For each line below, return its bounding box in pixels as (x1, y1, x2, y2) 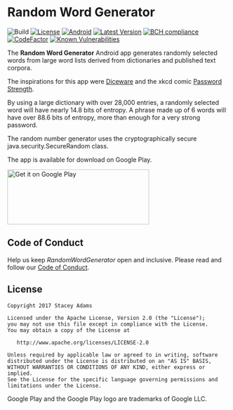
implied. (7, 370, 33, 377)
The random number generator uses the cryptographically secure (7, 134, 197, 143)
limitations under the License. (7, 382, 102, 389)
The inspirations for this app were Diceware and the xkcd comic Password (7, 77, 222, 85)
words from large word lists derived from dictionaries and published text (7, 56, 216, 64)
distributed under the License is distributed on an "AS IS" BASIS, (7, 357, 212, 364)
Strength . (7, 84, 34, 93)
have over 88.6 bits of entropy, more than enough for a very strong (7, 113, 201, 122)
